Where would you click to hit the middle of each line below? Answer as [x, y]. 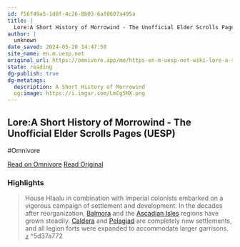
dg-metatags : [27, 80]
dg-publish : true [33, 73]
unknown [25, 41]
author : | [22, 34]
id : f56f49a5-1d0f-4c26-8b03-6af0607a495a [71, 14]
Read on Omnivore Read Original [55, 164]
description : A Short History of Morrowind [79, 87]
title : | [20, 21]
